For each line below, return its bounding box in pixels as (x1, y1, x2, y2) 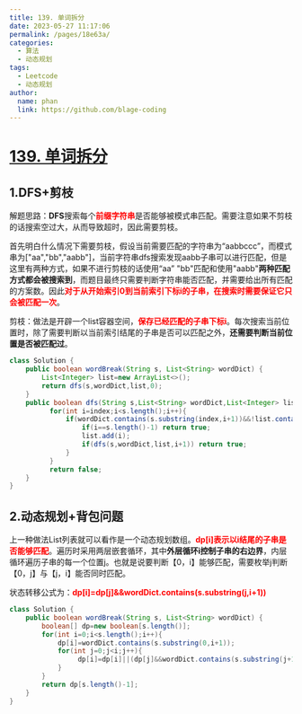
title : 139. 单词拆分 (9, 13, 85, 22)
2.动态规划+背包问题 (9, 508, 124, 524)
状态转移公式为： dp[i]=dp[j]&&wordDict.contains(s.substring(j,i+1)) (9, 587, 267, 598)
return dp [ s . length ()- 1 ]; (41, 680, 139, 689)
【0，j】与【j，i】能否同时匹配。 (9, 568, 131, 579)
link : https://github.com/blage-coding (17, 105, 167, 114)
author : (9, 88, 39, 97)
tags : (9, 64, 30, 73)
